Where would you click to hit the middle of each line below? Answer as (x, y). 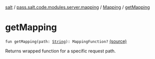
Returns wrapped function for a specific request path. (60, 51)
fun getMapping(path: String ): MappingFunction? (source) (66, 41)
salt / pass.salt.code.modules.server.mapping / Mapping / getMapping (77, 7)
